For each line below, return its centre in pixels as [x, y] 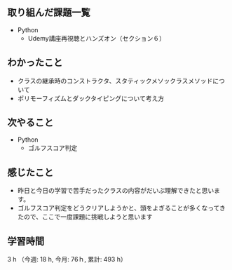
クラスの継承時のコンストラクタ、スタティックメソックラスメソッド [115, 81]
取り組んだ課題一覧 [49, 13]
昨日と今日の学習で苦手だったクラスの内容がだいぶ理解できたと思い [116, 191]
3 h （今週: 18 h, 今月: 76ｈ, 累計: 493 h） [67, 259]
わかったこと [35, 63]
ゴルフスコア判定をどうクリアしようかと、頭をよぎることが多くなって [118, 208]
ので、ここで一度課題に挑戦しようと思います [88, 217]
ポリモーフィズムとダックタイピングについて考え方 [91, 98]
